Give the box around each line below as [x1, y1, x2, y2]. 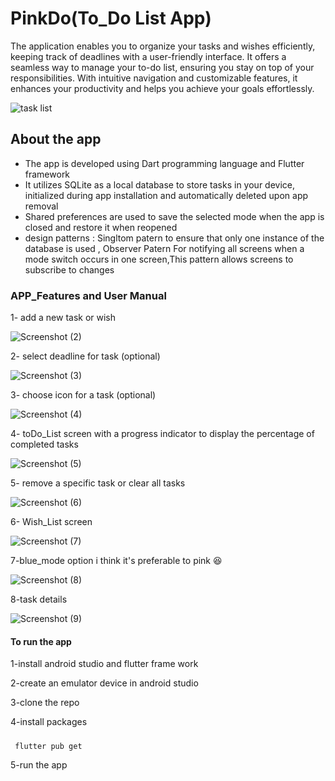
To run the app [10, 635, 72, 647]
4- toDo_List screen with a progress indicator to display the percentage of [10, 428, 315, 440]
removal [24, 200, 59, 212]
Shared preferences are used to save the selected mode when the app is [24, 210, 325, 222]
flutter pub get [14, 741, 83, 751]
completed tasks [10, 438, 79, 451]
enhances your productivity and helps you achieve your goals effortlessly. [10, 82, 315, 94]
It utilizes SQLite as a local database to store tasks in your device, [24, 178, 296, 191]
